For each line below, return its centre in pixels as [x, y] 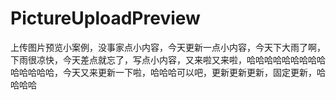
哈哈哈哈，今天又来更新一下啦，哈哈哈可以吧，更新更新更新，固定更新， [167, 72]
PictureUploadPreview [105, 18]
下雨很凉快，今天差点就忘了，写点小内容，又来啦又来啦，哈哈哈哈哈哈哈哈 [163, 59]
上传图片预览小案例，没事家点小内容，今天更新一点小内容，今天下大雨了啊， [168, 47]
